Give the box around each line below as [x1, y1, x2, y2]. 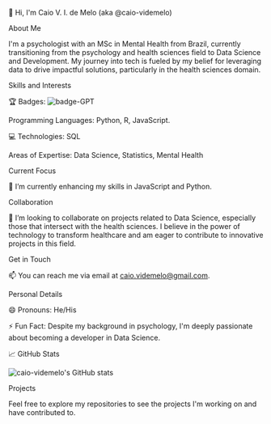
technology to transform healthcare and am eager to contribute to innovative [8, 231, 265, 240]
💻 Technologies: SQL [8, 132, 81, 141]
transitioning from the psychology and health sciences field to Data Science [8, 48, 261, 57]
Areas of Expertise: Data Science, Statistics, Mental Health [8, 151, 204, 159]
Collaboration [8, 197, 53, 206]
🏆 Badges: [8, 97, 46, 106]
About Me [8, 23, 42, 32]
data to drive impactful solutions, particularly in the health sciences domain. [8, 65, 261, 74]
